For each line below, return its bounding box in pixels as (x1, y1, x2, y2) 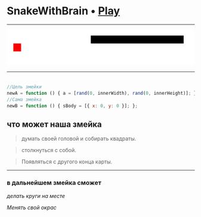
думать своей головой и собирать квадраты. (21, 135, 137, 142)
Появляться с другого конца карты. (21, 158, 113, 165)
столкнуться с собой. (21, 147, 76, 154)
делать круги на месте (7, 192, 65, 199)
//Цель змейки (7, 84, 42, 90)
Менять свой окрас (7, 204, 57, 211)
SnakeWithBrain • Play (7, 4, 120, 18)
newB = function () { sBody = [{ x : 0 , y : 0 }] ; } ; (7, 103, 138, 108)
